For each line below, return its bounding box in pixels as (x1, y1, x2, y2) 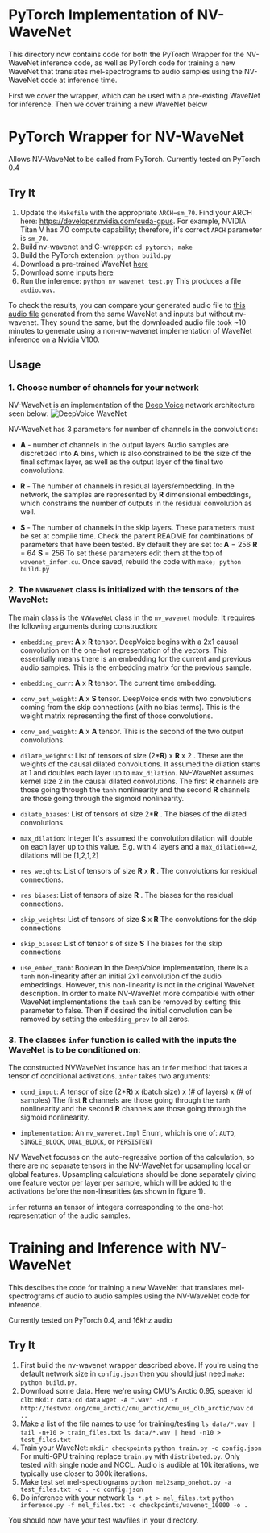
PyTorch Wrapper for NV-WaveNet (8, 127, 244, 146)
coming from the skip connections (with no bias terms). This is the (19, 702, 240, 712)
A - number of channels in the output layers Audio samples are (19, 440, 230, 450)
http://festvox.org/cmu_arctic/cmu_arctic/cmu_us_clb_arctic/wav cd (19, 1404, 254, 1412)
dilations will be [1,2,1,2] (19, 850, 99, 860)
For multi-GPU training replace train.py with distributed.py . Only (19, 1451, 240, 1460)
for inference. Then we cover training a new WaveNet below (8, 99, 208, 109)
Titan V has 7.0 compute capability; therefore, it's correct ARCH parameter (19, 224, 263, 235)
